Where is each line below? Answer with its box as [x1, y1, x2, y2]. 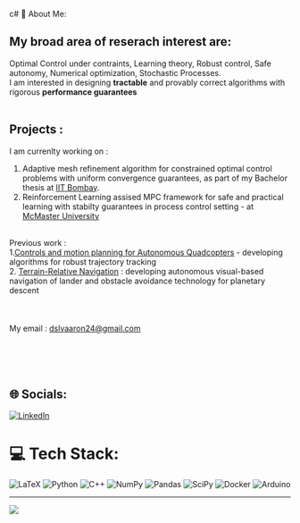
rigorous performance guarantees [9, 86, 137, 97]
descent [9, 284, 40, 295]
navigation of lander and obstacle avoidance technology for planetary [9, 275, 266, 286]
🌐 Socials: [9, 387, 68, 402]
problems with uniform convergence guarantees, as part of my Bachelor [21, 173, 288, 183]
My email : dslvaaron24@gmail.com [9, 323, 141, 333]
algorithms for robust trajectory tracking [9, 256, 157, 267]
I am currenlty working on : [9, 146, 109, 156]
